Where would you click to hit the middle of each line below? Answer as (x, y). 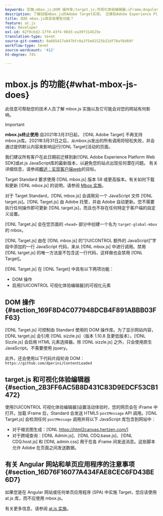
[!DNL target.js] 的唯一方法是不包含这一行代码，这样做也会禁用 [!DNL (74, 253)
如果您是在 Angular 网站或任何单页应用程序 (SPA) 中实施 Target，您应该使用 (81, 492)
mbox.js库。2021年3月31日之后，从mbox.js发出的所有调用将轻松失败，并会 (80, 141)
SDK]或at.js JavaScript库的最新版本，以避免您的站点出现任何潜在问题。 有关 (81, 163)
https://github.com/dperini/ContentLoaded (49, 363)
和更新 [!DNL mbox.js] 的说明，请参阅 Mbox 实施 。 (56, 186)
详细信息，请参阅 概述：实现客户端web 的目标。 (52, 169)
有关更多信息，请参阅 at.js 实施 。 (38, 508)
